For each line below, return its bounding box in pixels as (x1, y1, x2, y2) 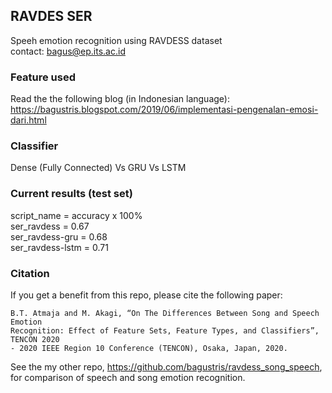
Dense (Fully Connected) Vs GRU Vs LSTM (10, 162, 187, 174)
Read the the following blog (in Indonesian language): (10, 93, 230, 105)
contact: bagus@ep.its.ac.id (10, 45, 126, 57)
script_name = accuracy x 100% (10, 209, 143, 221)
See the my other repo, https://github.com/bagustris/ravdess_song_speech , (10, 361, 323, 373)
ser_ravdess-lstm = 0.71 (10, 241, 109, 253)
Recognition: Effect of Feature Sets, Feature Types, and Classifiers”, (10, 326, 320, 336)
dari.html (10, 114, 47, 126)
